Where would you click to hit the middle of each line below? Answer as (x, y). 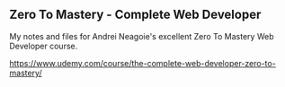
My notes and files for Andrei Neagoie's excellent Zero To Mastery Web (142, 36)
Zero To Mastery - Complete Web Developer (135, 15)
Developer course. (44, 46)
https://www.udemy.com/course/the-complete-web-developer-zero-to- (142, 63)
